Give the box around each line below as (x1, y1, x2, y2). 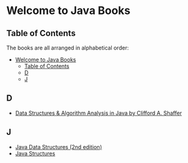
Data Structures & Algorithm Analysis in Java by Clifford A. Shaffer (15, 109, 182, 117)
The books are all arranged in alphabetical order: (6, 44, 129, 51)
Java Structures (15, 150, 56, 157)
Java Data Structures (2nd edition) (15, 143, 103, 150)
